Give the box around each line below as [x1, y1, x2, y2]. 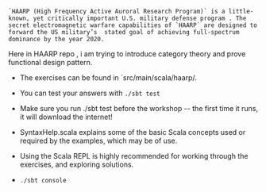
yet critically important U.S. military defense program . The [33, 14, 247, 22]
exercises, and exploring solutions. [19, 159, 134, 169]
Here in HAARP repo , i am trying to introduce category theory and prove [8, 49, 246, 59]
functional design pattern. [8, 58, 93, 67]
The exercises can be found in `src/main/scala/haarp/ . [19, 73, 197, 83]
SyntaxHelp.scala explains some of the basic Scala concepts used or [19, 128, 246, 136]
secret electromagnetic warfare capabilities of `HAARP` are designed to [8, 21, 258, 29]
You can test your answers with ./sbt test [19, 88, 160, 98]
